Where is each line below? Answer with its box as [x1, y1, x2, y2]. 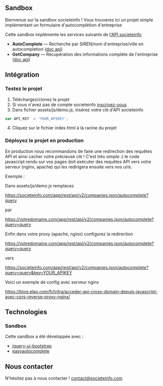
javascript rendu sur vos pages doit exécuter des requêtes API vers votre [5, 159, 152, 164]
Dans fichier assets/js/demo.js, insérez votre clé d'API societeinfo [12, 107, 144, 113]
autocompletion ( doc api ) [12, 46, 63, 52]
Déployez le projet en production [5, 137, 84, 144]
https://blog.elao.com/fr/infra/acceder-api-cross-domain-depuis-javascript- [5, 288, 158, 294]
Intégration [5, 71, 40, 79]
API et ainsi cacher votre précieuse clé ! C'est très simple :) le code [5, 153, 140, 159]
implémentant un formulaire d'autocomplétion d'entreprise [5, 22, 123, 28]
